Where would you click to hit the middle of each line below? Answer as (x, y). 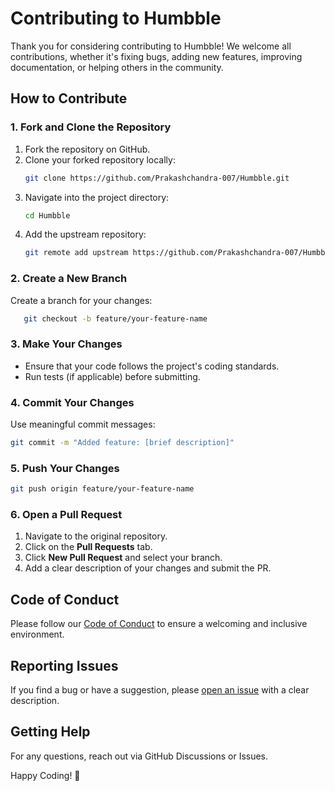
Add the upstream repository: (85, 234)
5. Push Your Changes (65, 468)
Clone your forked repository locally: (100, 159)
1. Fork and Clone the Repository (91, 127)
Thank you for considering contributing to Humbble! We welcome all (151, 46)
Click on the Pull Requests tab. (88, 547)
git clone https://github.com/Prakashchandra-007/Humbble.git (157, 178)
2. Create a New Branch (69, 279)
